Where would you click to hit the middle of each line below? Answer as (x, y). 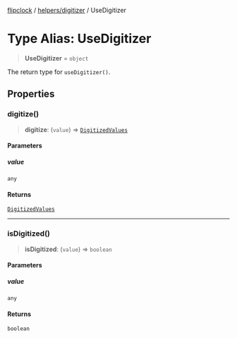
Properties (31, 94)
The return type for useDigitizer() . (59, 72)
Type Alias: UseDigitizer (79, 39)
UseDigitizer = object (56, 58)
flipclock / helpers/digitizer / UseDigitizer (67, 10)
